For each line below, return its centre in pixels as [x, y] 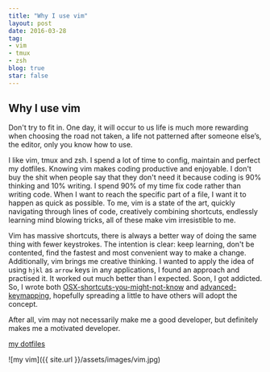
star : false [28, 76]
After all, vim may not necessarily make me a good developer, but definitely [133, 320]
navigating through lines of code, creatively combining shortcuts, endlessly [133, 212]
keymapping [29, 296]
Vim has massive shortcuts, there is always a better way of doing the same [133, 236]
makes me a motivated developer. [64, 329]
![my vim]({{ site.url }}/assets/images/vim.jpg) [85, 360]
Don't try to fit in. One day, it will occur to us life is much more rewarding [129, 128]
